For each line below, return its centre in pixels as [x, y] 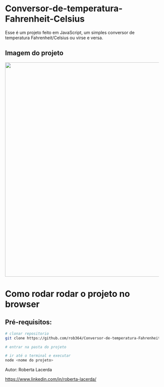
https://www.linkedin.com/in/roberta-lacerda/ [51, 379]
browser [22, 304]
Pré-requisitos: [29, 322]
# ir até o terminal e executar [38, 356]
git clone [15, 338]
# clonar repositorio [27, 334]
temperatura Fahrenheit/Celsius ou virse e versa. [54, 38]
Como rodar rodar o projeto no [68, 294]
